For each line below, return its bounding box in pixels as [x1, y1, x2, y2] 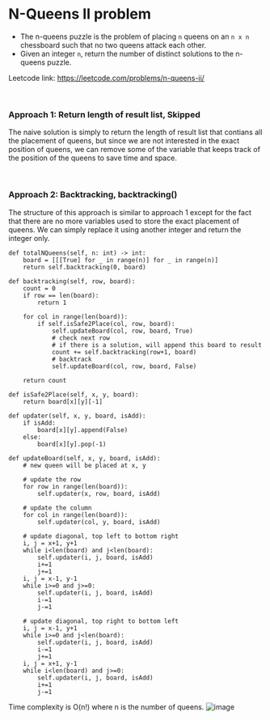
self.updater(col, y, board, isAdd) [37, 518, 161, 526]
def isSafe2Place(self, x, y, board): [8, 390, 139, 399]
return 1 [37, 299, 67, 307]
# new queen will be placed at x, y [23, 461, 147, 469]
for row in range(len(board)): [23, 482, 129, 490]
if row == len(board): [23, 291, 99, 299]
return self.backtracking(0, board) [23, 263, 147, 271]
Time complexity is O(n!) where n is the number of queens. [8, 701, 205, 712]
